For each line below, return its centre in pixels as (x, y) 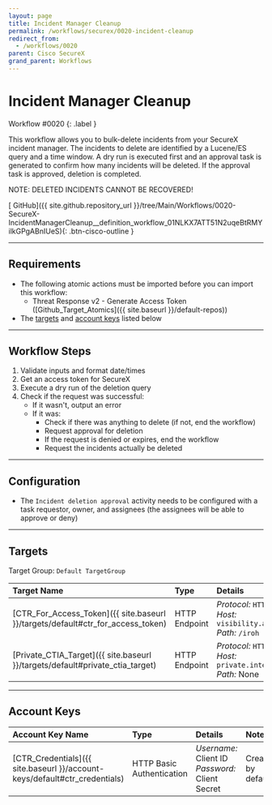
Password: (216, 769)
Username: (217, 748)
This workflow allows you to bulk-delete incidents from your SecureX (123, 139)
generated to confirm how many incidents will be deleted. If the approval (130, 165)
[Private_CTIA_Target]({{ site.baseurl (82, 655)
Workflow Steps (50, 351)
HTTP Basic (155, 763)
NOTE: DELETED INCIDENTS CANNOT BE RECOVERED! (101, 189)
